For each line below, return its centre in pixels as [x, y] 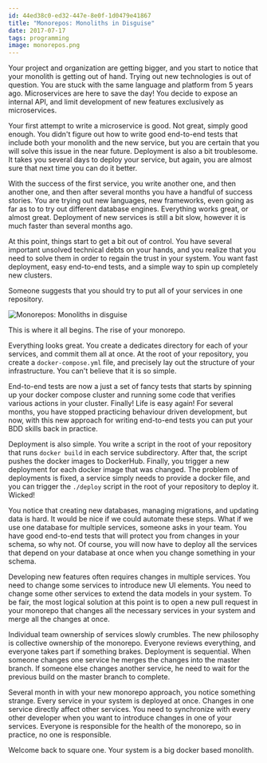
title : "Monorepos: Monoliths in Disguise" [82, 23]
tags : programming [39, 38]
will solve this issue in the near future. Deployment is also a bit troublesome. [133, 151]
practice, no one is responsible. [60, 735]
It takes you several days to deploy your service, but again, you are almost [130, 159]
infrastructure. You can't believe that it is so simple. [92, 371]
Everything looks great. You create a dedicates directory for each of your [128, 346]
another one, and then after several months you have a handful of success [130, 192]
